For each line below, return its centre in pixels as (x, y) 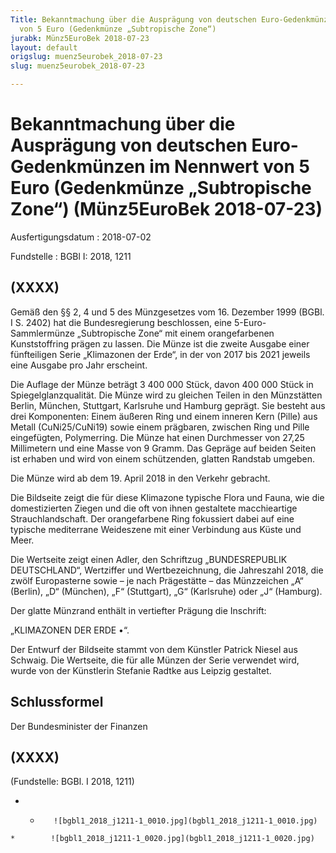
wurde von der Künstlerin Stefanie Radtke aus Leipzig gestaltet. (141, 670)
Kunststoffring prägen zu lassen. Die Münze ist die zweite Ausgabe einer (160, 343)
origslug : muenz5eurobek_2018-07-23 (86, 57)
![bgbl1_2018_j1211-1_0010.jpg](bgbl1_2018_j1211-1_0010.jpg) (185, 821)
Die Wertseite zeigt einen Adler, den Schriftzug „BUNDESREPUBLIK (149, 559)
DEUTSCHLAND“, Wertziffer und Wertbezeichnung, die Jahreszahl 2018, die (167, 570)
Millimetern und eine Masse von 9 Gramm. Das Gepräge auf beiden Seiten (163, 448)
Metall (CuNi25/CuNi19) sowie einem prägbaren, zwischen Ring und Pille (160, 427)
